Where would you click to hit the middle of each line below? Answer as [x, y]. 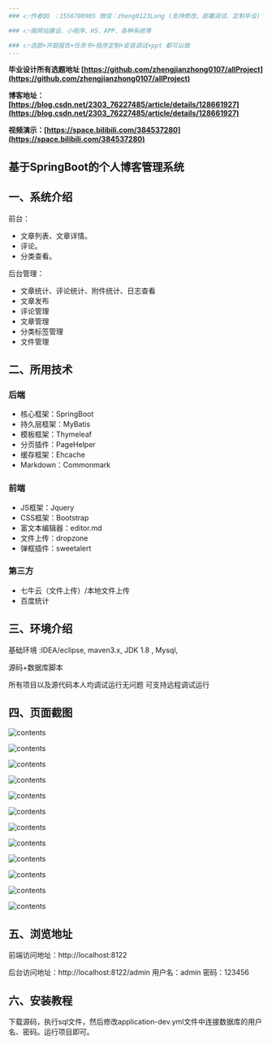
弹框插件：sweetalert [56, 548]
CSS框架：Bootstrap [54, 517]
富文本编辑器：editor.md [61, 528]
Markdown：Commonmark [65, 465]
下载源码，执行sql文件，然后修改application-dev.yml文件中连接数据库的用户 [135, 1022]
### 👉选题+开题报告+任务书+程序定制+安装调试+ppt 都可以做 [99, 46]
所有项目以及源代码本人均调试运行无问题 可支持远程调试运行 [109, 684]
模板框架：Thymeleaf [56, 434]
